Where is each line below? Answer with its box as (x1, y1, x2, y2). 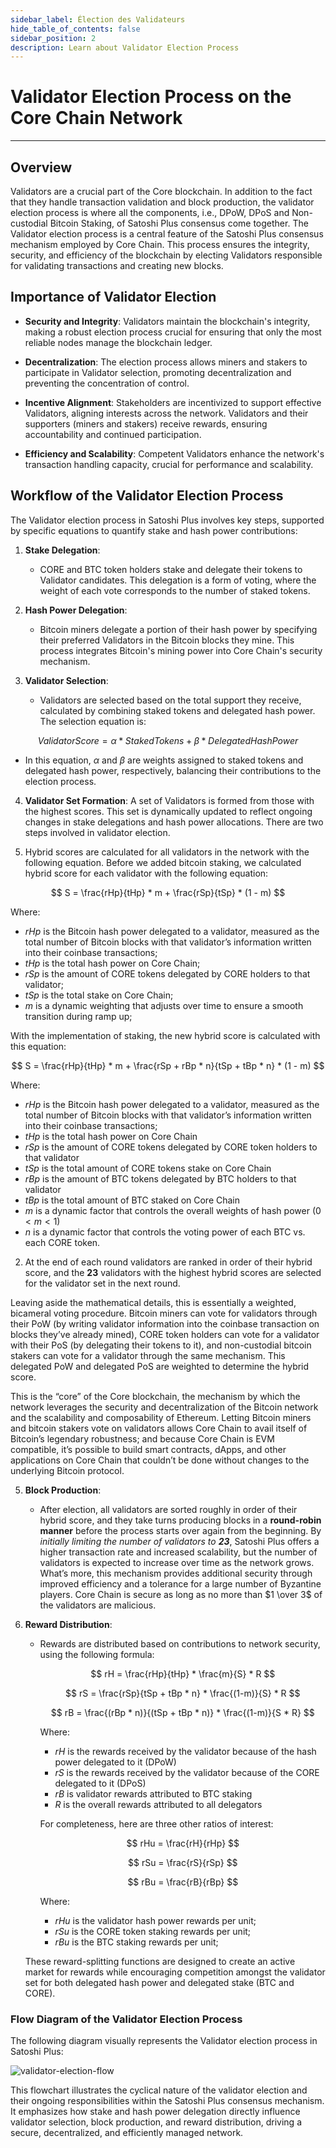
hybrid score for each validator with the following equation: (24, 867, 269, 879)
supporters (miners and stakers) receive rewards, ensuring (24, 417, 268, 430)
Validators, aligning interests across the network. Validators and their (24, 407, 309, 419)
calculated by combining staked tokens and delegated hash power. (39, 704, 316, 716)
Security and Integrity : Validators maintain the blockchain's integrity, (24, 315, 311, 327)
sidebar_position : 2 (10, 33, 97, 43)
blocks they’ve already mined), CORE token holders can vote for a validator (10, 1328, 320, 1340)
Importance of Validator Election (10, 289, 217, 306)
